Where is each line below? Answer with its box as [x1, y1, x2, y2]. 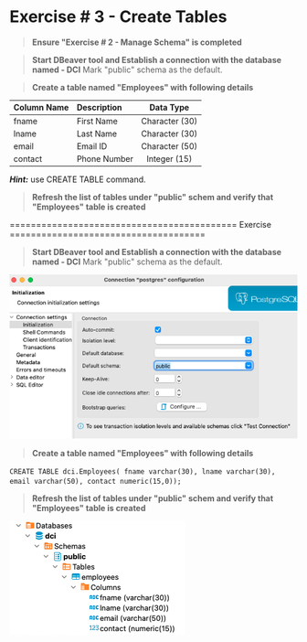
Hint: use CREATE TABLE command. [9, 174, 146, 185]
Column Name [13, 102, 69, 113]
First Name [76, 115, 119, 126]
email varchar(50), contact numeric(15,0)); [9, 477, 182, 487]
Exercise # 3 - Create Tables [9, 6, 228, 27]
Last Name [76, 128, 117, 139]
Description [76, 102, 122, 113]
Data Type [149, 102, 190, 113]
